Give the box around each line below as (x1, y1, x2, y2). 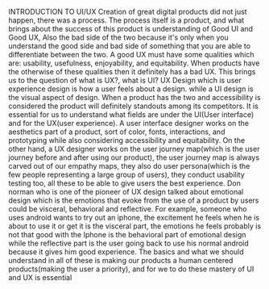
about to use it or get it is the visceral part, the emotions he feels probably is (8, 221, 262, 231)
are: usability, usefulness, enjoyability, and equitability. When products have (8, 58, 260, 68)
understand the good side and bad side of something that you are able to (8, 41, 251, 51)
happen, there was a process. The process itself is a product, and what (8, 15, 245, 25)
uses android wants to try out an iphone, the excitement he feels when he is (8, 213, 260, 222)
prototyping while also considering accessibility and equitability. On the (8, 136, 246, 144)
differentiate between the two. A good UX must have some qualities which (8, 50, 255, 59)
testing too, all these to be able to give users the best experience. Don (8, 178, 242, 188)
